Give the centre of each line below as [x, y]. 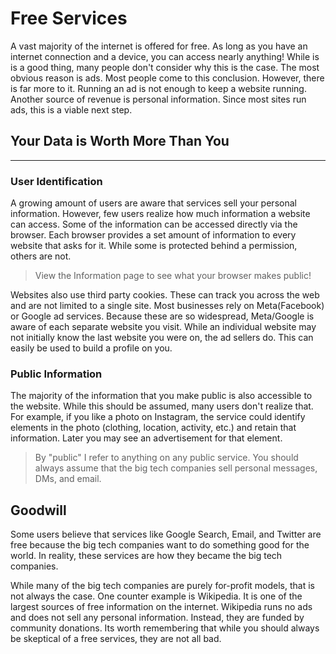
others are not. [41, 256]
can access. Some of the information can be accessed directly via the [154, 224]
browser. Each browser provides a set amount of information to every [153, 235]
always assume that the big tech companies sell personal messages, [176, 468]
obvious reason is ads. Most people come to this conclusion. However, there [167, 78]
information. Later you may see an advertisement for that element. [146, 438]
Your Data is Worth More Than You [120, 141]
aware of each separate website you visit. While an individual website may [163, 327]
